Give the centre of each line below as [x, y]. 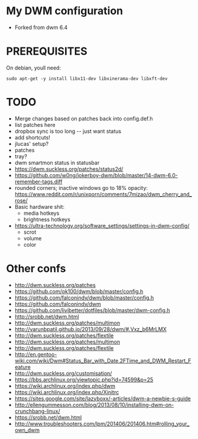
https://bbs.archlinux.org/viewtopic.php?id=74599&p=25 [84, 379]
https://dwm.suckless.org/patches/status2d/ [69, 169]
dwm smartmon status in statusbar [57, 163]
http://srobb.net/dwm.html [47, 316]
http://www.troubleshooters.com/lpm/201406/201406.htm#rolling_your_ [102, 424]
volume [33, 238]
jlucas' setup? [32, 144]
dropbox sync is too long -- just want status [68, 131]
